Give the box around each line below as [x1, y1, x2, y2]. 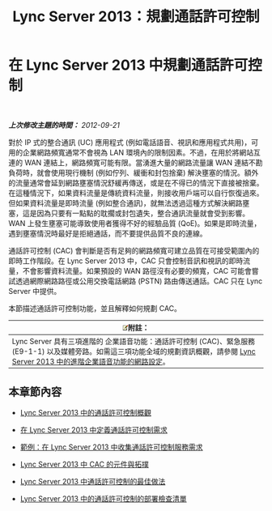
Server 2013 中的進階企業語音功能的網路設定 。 [11, 356, 170, 366]
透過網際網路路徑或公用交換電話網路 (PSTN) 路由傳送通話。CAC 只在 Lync [15, 276, 263, 286]
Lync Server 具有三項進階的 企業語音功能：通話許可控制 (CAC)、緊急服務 [11, 336, 256, 346]
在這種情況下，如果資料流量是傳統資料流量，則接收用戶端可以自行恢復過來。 [8, 188, 264, 198]
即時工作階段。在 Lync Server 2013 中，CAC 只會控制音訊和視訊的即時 [8, 256, 244, 266]
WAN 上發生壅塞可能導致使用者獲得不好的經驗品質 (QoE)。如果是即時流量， [8, 218, 261, 228]
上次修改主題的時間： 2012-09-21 [8, 120, 120, 130]
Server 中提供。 [8, 286, 62, 296]
